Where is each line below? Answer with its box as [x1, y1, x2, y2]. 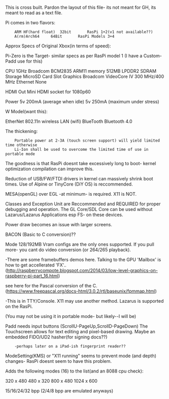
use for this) [17, 58, 43, 64]
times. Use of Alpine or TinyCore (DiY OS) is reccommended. [5, 181, 133, 187]
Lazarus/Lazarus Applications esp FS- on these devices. [5, 211, 123, 218]
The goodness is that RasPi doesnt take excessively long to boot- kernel [5, 161, 156, 166]
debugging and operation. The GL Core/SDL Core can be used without [5, 206, 153, 212]
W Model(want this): [5, 109, 48, 114]
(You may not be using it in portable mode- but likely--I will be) [5, 313, 137, 319]
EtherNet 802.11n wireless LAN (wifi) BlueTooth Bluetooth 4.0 [5, 118, 133, 124]
